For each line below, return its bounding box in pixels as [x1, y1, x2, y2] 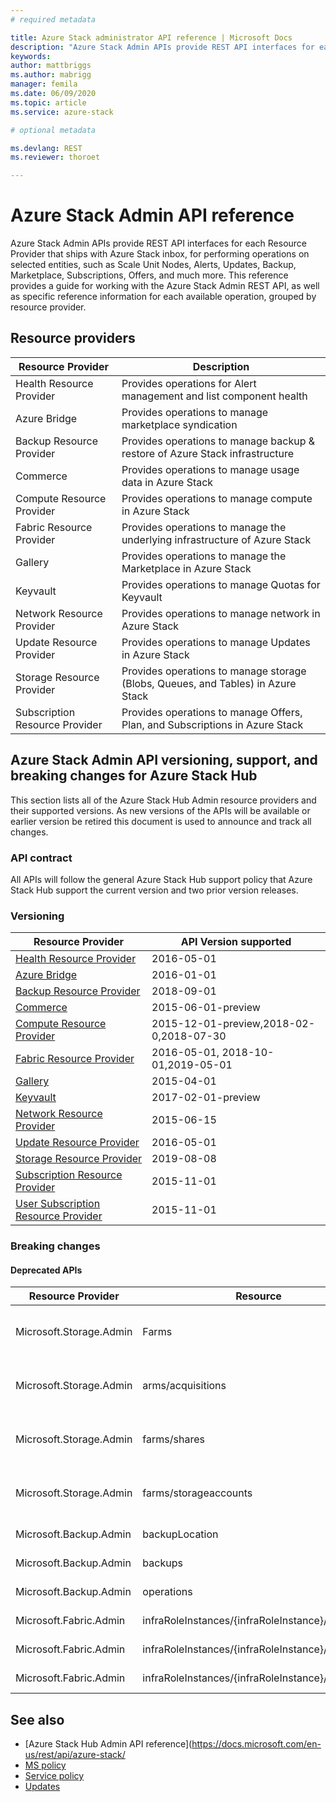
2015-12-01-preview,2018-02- [151, 1017, 316, 1031]
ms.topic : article [10, 97, 87, 108]
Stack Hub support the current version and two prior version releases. [10, 884, 299, 896]
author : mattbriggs [10, 61, 92, 71]
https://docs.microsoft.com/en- [191, 1738, 322, 1750]
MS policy [24, 1759, 67, 1771]
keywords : [10, 51, 52, 61]
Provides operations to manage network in [121, 606, 321, 620]
